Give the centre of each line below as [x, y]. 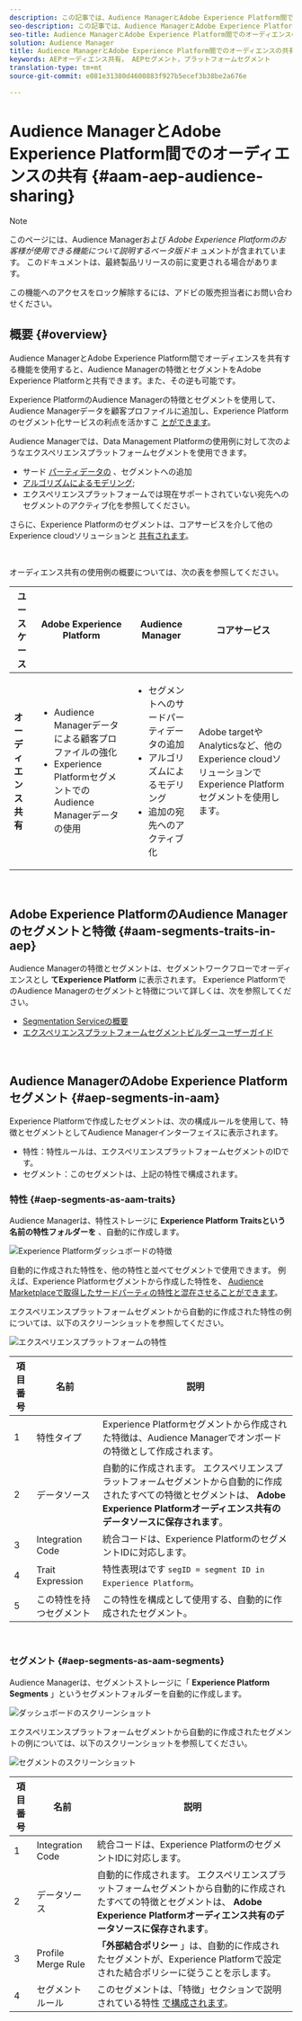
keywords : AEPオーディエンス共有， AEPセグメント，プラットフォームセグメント [140, 59]
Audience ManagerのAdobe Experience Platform [149, 1081]
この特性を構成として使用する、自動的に [188, 1599]
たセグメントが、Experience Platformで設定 [189, 1959]
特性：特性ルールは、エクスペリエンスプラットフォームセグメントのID [151, 1152]
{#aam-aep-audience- [177, 176]
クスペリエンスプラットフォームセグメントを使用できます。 [142, 452]
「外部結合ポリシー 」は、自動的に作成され [188, 1945]
